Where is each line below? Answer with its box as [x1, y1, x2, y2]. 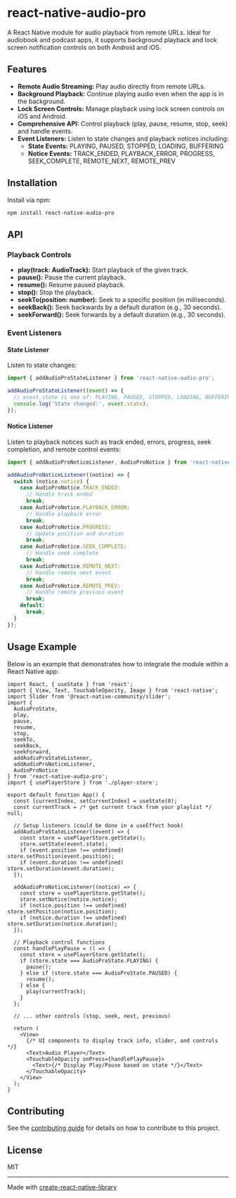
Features [7, 63, 47, 75]
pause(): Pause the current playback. [17, 273, 126, 282]
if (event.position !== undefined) [20, 846, 124, 854]
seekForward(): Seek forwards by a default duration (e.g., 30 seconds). [17, 310, 226, 319]
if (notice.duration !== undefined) [20, 914, 128, 921]
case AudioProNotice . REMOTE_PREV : [20, 582, 121, 589]
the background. [17, 97, 65, 105]
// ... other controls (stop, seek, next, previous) [13, 1013, 171, 1020]
